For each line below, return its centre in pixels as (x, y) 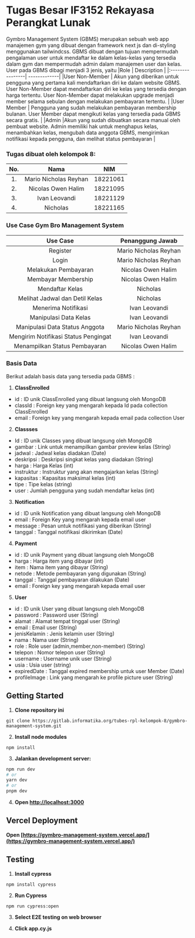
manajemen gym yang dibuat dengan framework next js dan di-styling (91, 45)
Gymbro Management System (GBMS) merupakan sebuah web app (88, 39)
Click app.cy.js (33, 928)
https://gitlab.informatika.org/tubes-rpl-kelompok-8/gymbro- (110, 721)
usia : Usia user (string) (43, 665)
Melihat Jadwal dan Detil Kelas (60, 298)
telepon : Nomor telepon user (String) (60, 652)
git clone (18, 721)
